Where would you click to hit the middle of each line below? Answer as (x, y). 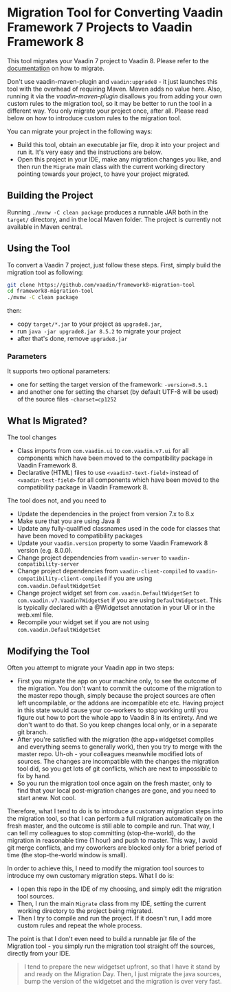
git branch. (32, 732)
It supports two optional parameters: (59, 371)
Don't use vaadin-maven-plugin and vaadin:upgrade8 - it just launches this (112, 81)
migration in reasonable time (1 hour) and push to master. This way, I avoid (112, 841)
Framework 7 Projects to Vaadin (100, 27)
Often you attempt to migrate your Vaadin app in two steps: (91, 668)
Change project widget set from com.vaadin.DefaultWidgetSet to (108, 593)
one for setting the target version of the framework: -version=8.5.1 (112, 385)
